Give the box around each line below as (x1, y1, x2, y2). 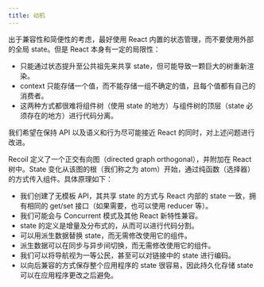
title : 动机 (8, 11, 45, 20)
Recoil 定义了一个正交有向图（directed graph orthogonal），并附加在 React (8, 154, 252, 163)
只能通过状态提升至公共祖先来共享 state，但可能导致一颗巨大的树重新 (19, 61, 248, 71)
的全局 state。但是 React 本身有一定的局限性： (8, 44, 161, 54)
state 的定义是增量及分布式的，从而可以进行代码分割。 (19, 220, 199, 230)
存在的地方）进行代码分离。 (26, 110, 118, 120)
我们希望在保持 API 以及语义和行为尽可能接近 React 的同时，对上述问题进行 (8, 128, 255, 137)
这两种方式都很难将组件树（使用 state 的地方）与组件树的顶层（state (19, 101, 245, 110)
